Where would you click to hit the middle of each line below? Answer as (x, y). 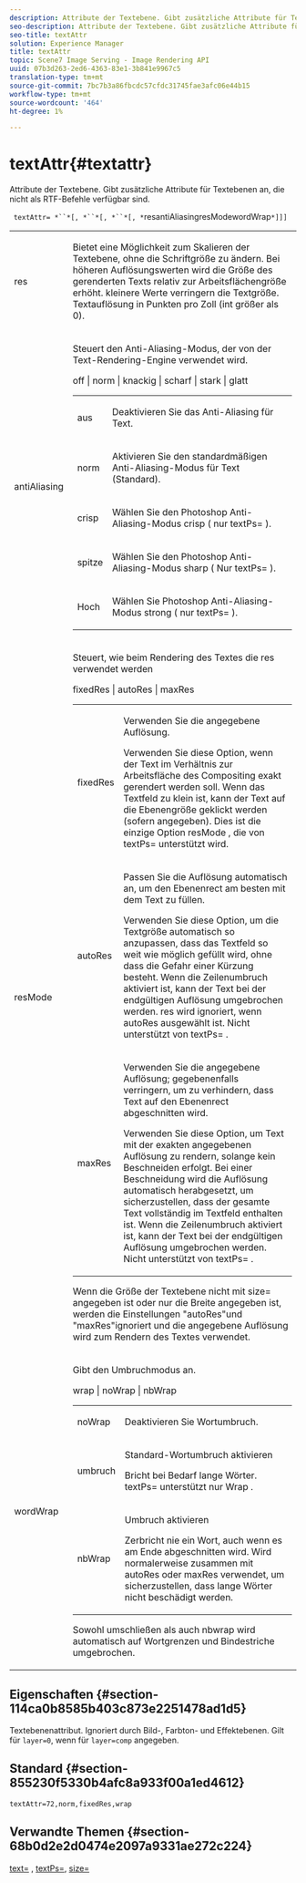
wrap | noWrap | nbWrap (125, 1391)
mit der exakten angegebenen (188, 1145)
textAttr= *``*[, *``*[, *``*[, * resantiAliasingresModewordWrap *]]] (150, 217)
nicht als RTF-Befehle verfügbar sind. (80, 199)
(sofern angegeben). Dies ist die (192, 822)
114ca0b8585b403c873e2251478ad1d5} (128, 1708)
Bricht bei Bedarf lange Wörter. (191, 1475)
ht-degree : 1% (36, 111)
